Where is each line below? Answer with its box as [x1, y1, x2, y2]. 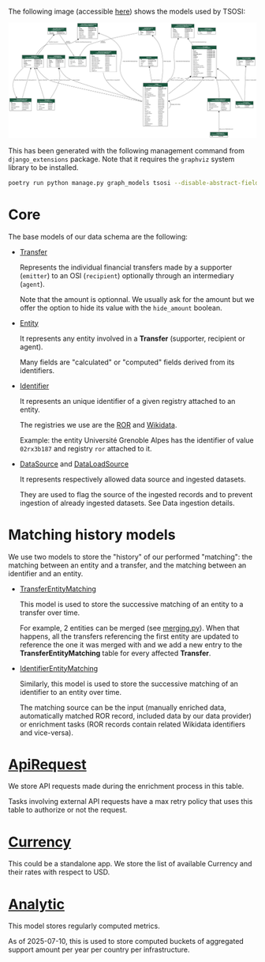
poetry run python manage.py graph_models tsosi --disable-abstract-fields [8, 179, 263, 187]
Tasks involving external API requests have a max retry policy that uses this [8, 797, 253, 806]
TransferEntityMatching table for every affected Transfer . [19, 648, 211, 658]
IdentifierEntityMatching [19, 663, 99, 673]
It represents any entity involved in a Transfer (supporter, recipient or [19, 334, 246, 343]
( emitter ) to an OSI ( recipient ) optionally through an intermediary [19, 270, 234, 280]
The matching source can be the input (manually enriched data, [19, 703, 226, 712]
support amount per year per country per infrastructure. [8, 945, 190, 955]
